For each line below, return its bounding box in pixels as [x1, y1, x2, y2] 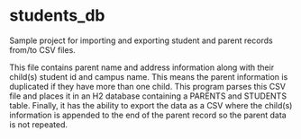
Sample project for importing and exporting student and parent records [9, 35, 273, 46]
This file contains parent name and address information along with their [9, 62, 275, 73]
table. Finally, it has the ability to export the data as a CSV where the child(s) [9, 100, 293, 110]
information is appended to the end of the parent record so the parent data [9, 109, 287, 120]
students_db [9, 5, 105, 26]
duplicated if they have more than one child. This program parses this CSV [9, 81, 287, 91]
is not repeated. [9, 118, 68, 130]
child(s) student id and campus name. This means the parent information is [9, 71, 288, 82]
